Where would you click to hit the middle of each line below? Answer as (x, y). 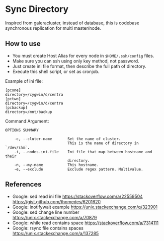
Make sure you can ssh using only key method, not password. (76, 61)
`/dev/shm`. (17, 147)
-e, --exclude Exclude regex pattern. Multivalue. (79, 169)
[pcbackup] (16, 108)
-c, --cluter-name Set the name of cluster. (68, 139)
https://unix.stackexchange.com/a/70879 (54, 217)
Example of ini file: (24, 81)
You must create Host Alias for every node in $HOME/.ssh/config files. (83, 56)
